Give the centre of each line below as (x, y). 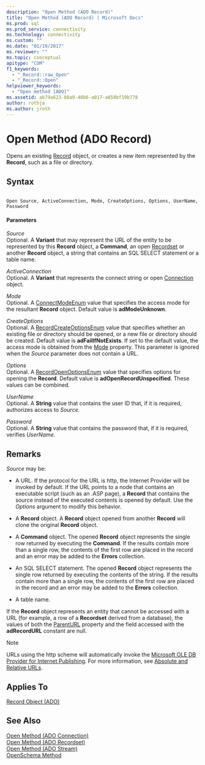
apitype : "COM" (26, 63)
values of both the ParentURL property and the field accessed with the (95, 624)
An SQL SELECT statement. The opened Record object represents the (103, 568)
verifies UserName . (31, 435)
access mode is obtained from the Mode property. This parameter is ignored (103, 347)
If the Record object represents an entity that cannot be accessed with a (98, 611)
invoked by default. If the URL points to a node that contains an (95, 487)
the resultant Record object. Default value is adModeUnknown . (87, 309)
